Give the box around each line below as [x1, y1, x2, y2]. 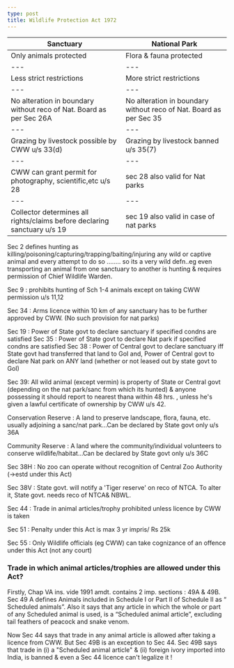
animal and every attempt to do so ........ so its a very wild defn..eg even [7, 257, 212, 265]
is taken [7, 511, 30, 520]
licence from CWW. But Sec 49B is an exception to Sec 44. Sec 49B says [7, 638, 217, 646]
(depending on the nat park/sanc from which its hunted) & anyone [7, 385, 196, 393]
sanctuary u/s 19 [10, 224, 67, 234]
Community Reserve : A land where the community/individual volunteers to [7, 441, 221, 450]
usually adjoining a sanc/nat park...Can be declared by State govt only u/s [7, 420, 219, 429]
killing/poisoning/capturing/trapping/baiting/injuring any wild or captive [7, 250, 212, 258]
